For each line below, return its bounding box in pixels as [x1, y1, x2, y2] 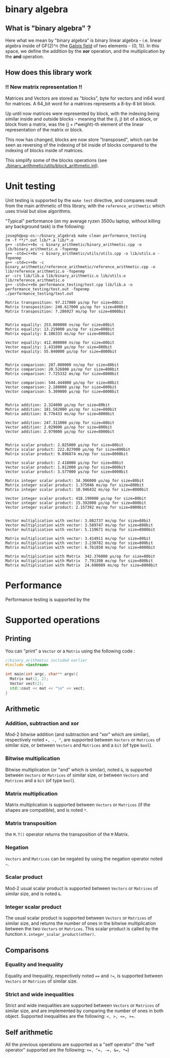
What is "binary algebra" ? [5, 24, 91, 33]
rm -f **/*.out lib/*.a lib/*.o [5, 238, 74, 243]
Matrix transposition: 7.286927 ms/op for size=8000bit [5, 309, 126, 314]
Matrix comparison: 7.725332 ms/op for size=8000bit [5, 371, 119, 376]
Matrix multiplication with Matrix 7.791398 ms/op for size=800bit [5, 558, 153, 563]
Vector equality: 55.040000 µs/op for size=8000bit [5, 349, 117, 354]
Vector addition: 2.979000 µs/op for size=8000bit [5, 429, 115, 434]
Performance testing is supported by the [5, 596, 90, 603]
